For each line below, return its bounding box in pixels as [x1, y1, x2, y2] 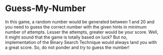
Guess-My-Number [5, 3, 86, 14]
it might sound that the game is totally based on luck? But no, [5, 34, 127, 40]
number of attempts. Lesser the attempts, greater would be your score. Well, [5, 29, 159, 35]
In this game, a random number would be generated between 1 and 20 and [5, 19, 155, 25]
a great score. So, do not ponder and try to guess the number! [5, 44, 130, 50]
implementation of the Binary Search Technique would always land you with [5, 39, 157, 45]
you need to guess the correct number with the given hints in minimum [5, 24, 147, 29]
